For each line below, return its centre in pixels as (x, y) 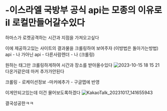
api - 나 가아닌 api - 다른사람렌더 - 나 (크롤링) (50, 54)
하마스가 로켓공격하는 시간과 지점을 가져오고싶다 (52, 37)
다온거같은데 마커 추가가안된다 (35, 71)
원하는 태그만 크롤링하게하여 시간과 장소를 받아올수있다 (59, 65)
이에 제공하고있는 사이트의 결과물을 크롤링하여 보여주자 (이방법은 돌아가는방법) (82, 48)
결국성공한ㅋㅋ (20, 103)
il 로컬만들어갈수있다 (45, 23)
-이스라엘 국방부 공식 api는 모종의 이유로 (83, 10)
